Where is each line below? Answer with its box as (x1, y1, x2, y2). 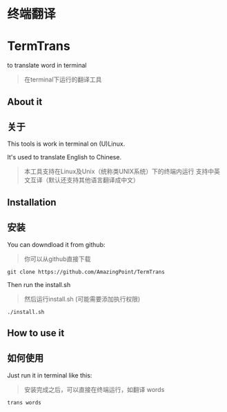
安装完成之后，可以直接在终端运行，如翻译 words (23, 385, 165, 393)
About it (7, 96, 43, 108)
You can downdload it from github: (7, 240, 106, 248)
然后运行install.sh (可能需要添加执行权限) (23, 295, 140, 303)
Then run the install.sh (7, 280, 71, 288)
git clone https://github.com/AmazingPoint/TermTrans (7, 268, 166, 275)
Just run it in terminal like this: (7, 371, 92, 380)
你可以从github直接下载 (23, 255, 91, 263)
